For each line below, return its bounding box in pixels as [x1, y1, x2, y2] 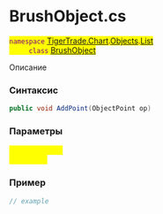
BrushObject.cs [9, 6, 127, 27]
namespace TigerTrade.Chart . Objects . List [9, 35, 154, 46]
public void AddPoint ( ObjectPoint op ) [9, 104, 152, 113]
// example [9, 196, 49, 205]
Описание [9, 62, 47, 73]
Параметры [9, 126, 63, 138]
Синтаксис [9, 84, 59, 96]
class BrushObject [28, 44, 96, 55]
